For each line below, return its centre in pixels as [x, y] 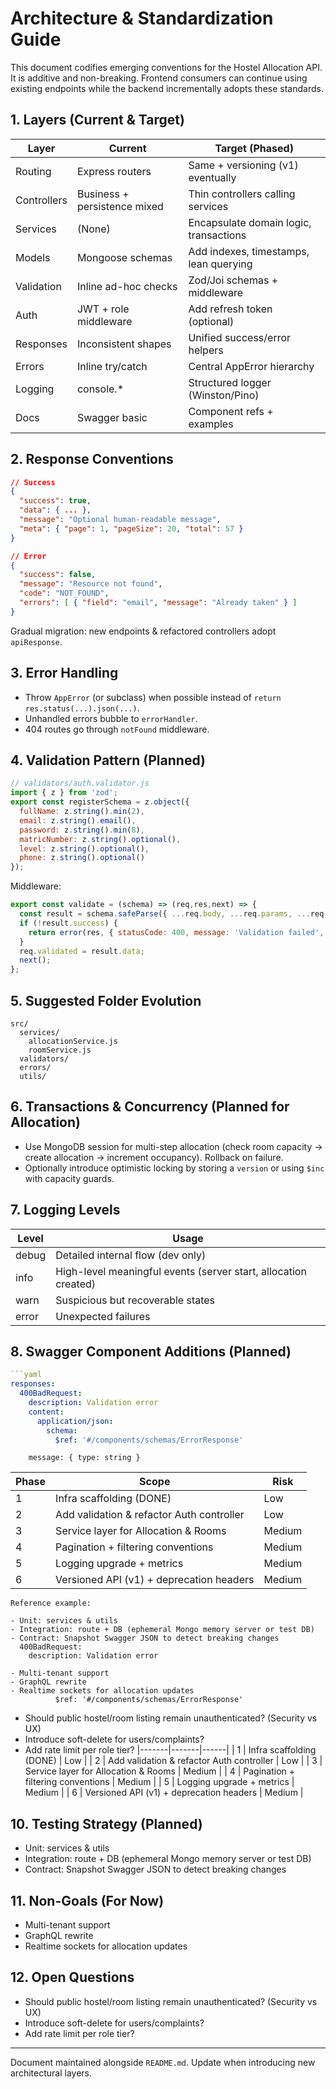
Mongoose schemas [124, 257]
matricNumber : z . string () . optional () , [100, 839]
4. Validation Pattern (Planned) [108, 760]
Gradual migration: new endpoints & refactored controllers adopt [143, 631]
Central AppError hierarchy [251, 366]
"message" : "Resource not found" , [91, 584]
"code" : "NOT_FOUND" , [64, 593]
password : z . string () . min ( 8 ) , [82, 830]
